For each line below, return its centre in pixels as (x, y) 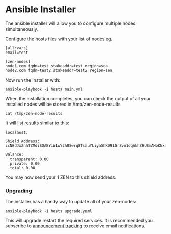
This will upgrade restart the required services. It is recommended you (79, 221)
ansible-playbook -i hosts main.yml (44, 89)
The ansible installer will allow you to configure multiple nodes (70, 23)
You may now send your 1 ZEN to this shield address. (61, 177)
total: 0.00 (23, 168)
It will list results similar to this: (37, 123)
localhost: (17, 132)
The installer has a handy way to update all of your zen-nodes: (71, 202)
